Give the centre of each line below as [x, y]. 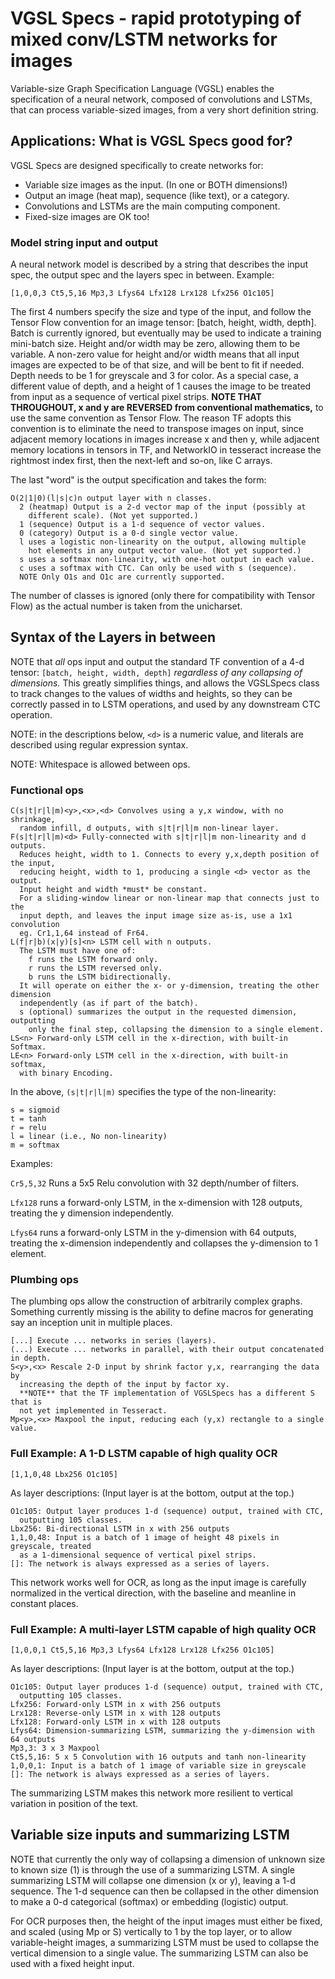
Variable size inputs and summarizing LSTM [150, 1835]
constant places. [44, 1603]
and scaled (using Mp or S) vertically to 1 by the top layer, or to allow [151, 1931]
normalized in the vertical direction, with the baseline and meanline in [153, 1593]
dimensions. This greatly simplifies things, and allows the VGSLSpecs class [165, 683]
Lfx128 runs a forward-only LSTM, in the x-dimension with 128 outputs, [156, 1203]
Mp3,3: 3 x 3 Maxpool [55, 1748]
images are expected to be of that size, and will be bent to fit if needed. [157, 365]
